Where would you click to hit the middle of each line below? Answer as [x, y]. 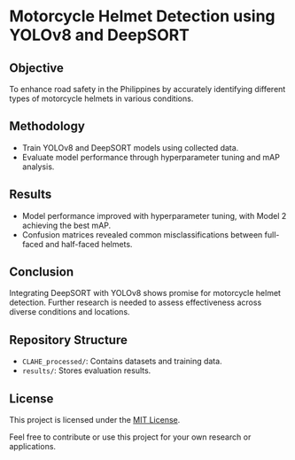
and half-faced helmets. [89, 244]
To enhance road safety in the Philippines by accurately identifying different [147, 89]
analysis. [38, 167]
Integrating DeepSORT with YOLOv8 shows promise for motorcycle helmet [145, 293]
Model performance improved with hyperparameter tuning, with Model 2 [154, 215]
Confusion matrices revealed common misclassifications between [142, 234]
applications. [32, 447]
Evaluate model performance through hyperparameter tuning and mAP [151, 157]
